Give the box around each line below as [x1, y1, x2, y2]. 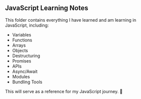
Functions [12, 37, 33, 43]
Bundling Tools [12, 79, 43, 85]
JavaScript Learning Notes [5, 4, 89, 12]
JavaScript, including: [5, 22, 49, 28]
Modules [12, 73, 30, 79]
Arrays [12, 42, 26, 48]
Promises [12, 58, 31, 64]
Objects [12, 47, 28, 53]
